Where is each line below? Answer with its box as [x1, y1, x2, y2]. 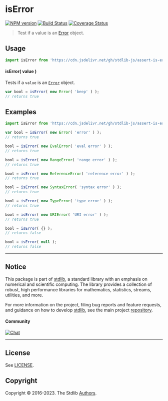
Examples [5, 108, 36, 116]
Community [5, 318, 30, 324]
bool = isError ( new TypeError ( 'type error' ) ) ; [5, 199, 113, 204]
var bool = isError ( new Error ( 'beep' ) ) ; [5, 89, 99, 94]
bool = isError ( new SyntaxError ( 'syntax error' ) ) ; [5, 185, 122, 190]
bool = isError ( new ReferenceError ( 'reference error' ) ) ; [5, 171, 135, 176]
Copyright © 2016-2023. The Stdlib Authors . [5, 389, 97, 396]
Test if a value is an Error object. [17, 30, 84, 36]
